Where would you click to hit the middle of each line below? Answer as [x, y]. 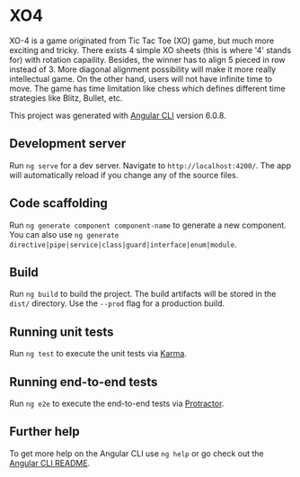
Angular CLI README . [50, 463]
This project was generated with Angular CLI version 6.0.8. [118, 115]
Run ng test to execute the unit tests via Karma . [98, 354]
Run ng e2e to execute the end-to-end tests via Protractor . [117, 403]
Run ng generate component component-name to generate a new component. [148, 225]
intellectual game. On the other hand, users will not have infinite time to [141, 78]
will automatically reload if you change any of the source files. [124, 175]
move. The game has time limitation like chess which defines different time [147, 88]
